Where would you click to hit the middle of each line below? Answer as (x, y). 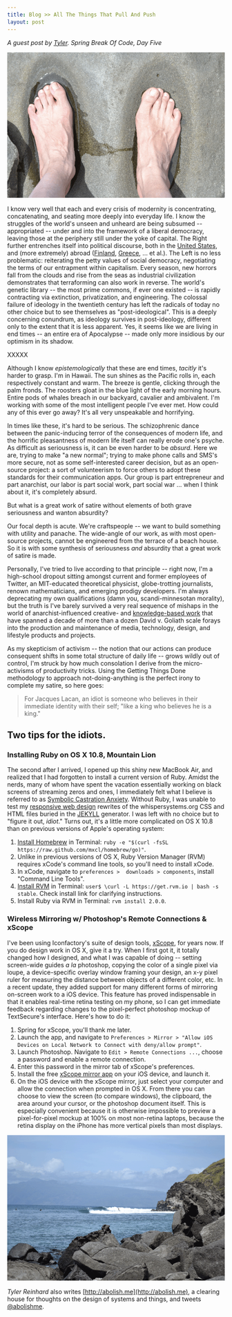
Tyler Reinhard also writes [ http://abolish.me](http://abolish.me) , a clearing (113, 1291)
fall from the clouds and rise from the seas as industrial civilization (101, 275)
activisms (21, 670)
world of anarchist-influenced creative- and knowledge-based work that (110, 613)
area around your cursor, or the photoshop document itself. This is (111, 1103)
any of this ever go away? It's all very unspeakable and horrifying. (101, 412)
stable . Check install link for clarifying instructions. (89, 894)
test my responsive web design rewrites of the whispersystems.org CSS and (116, 807)
